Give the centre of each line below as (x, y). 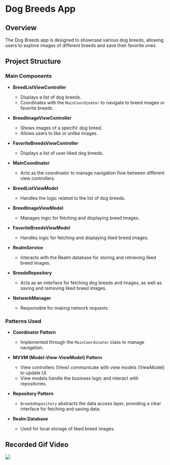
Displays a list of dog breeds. (51, 97)
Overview (21, 28)
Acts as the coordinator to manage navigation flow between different (92, 173)
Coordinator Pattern (34, 332)
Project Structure (33, 62)
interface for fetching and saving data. (60, 409)
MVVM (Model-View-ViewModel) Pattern (57, 357)
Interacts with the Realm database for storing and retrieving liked (88, 257)
